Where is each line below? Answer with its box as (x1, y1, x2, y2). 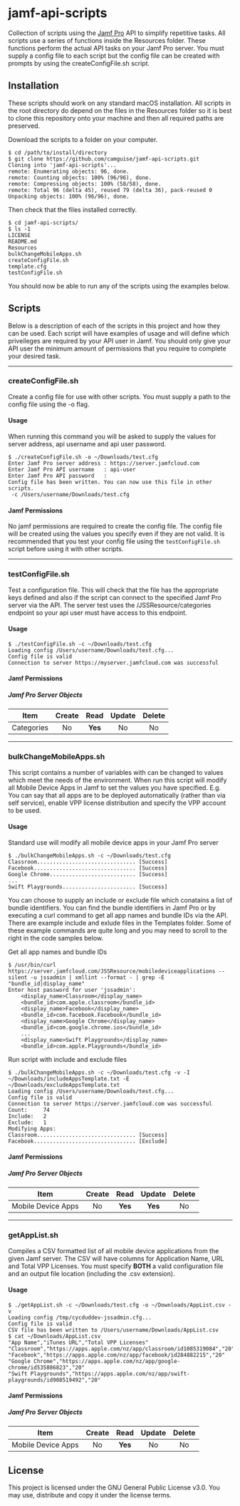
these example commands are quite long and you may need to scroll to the (8, 926, 227, 935)
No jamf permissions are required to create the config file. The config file (8, 522, 223, 531)
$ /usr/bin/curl (8, 961, 56, 968)
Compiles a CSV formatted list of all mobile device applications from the (8, 1246, 219, 1255)
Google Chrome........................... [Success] (8, 870, 168, 878)
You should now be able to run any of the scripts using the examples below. (8, 281, 230, 290)
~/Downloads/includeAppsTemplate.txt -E (8, 1075, 130, 1083)
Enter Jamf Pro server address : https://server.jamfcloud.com (8, 460, 200, 467)
